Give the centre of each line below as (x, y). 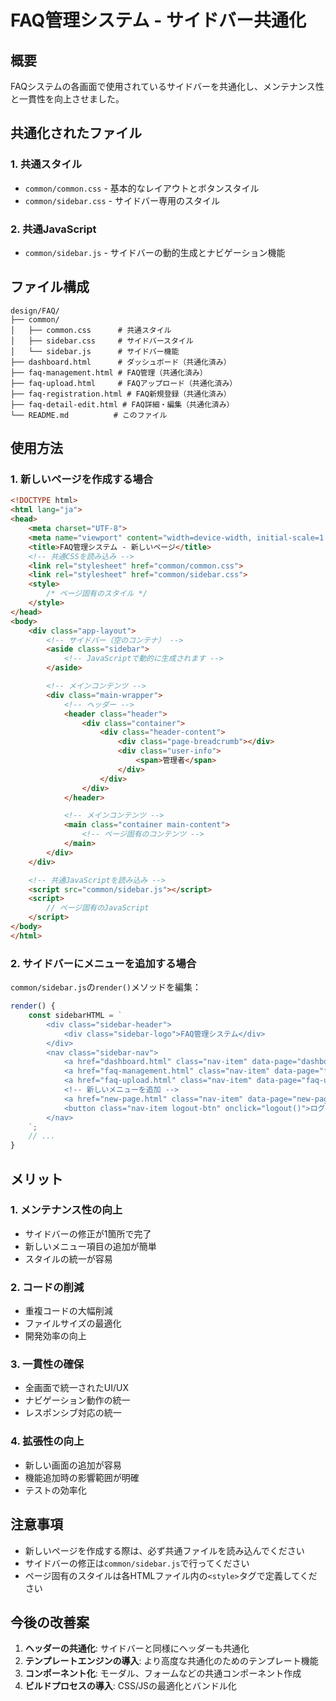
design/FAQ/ (35, 311)
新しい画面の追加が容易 (73, 1465)
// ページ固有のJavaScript (98, 908)
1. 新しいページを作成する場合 (82, 479)
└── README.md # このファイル (89, 415)
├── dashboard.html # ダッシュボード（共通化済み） (121, 362)
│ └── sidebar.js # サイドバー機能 (95, 351)
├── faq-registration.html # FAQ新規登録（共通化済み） (121, 394)
